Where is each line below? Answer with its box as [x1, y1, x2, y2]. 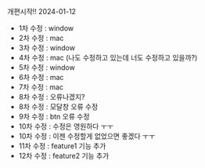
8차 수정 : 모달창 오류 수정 [18, 102, 99, 111]
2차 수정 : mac [18, 34, 64, 42]
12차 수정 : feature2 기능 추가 [18, 152, 110, 160]
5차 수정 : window [18, 63, 75, 72]
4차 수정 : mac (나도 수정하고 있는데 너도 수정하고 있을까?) [18, 53, 198, 62]
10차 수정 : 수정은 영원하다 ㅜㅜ [18, 122, 114, 131]
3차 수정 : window [18, 43, 76, 53]
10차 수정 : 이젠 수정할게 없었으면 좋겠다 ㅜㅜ [18, 132, 156, 141]
